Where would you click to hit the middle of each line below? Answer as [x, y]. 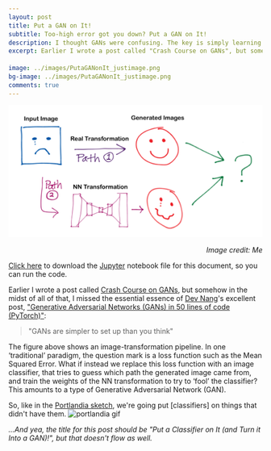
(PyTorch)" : [27, 315]
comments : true [34, 85]
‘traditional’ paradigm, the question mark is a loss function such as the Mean [135, 355]
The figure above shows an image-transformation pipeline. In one [117, 346]
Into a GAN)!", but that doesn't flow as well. [81, 438]
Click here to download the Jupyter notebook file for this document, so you [133, 265]
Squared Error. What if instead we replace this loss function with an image [131, 364]
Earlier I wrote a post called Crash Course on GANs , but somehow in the [128, 290]
